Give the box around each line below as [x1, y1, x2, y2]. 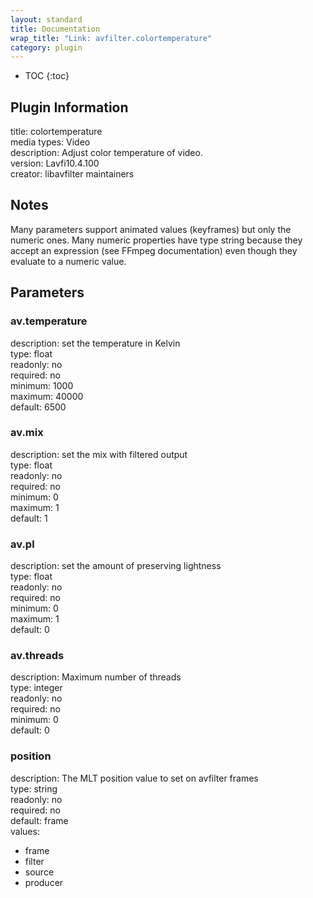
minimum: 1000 [10, 379, 74, 391]
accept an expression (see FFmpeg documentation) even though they [10, 244, 298, 256]
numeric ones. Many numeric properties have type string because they [10, 234, 303, 246]
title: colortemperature [10, 126, 103, 138]
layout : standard [10, 14, 83, 25]
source [24, 866, 55, 878]
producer [24, 876, 64, 888]
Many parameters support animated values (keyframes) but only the [10, 223, 292, 235]
